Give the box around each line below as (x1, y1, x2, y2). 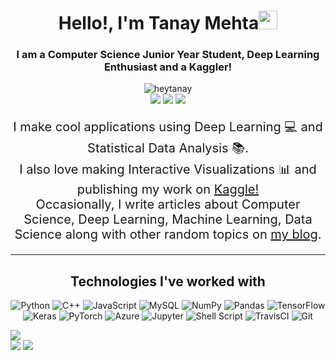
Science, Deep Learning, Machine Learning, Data (23, 211, 313, 228)
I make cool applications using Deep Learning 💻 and (13, 119, 323, 135)
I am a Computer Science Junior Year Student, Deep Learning (16, 48, 320, 62)
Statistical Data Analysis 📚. (87, 140, 249, 157)
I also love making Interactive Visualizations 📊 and (19, 161, 317, 178)
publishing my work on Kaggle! (76, 181, 260, 198)
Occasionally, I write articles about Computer (35, 196, 301, 213)
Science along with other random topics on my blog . (14, 226, 322, 243)
